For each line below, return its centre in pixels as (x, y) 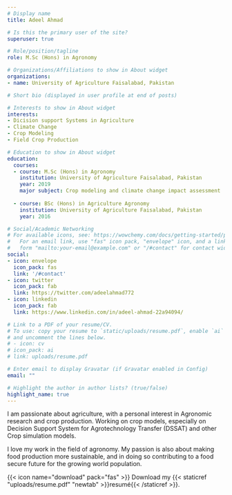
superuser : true (30, 39)
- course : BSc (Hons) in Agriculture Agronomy (81, 203)
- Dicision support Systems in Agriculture (71, 121)
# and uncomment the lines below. (57, 337)
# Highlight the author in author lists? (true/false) (88, 388)
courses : (26, 165)
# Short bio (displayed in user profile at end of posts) (92, 95)
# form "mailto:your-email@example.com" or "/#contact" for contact (111, 248)
